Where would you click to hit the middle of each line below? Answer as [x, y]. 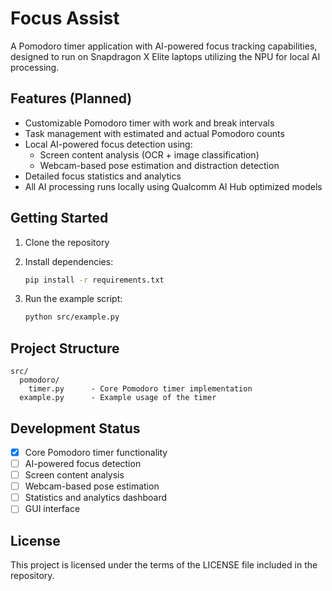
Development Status [75, 428]
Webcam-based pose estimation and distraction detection [159, 165]
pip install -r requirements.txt [94, 280]
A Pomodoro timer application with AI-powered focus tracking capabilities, [164, 46]
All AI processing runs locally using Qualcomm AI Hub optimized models [173, 186]
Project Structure [65, 348]
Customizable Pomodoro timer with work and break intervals [149, 123]
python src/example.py [72, 317]
